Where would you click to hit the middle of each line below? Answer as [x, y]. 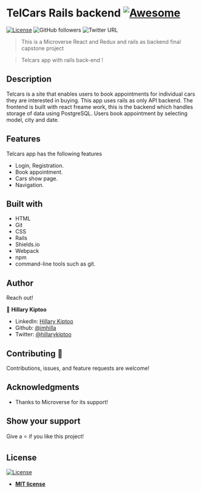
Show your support [43, 421]
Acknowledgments [43, 387]
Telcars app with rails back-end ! [62, 60]
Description [29, 79]
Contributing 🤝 [35, 353]
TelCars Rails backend [64, 13]
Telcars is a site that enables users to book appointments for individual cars [101, 94]
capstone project [43, 48]
